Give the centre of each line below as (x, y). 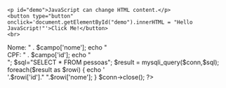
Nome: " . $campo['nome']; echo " (57, 47)
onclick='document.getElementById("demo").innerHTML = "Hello (100, 22)
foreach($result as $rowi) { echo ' (56, 69)
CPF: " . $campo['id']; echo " (49, 55)
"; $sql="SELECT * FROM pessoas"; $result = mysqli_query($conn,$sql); (113, 62)
